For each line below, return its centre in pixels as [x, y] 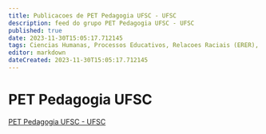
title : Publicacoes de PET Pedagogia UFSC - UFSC [93, 16]
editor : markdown [37, 53]
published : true [35, 30]
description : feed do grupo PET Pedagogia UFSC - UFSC [101, 23]
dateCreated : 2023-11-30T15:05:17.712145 [78, 61]
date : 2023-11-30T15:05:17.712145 [66, 38]
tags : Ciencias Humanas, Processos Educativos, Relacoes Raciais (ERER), [134, 45]
